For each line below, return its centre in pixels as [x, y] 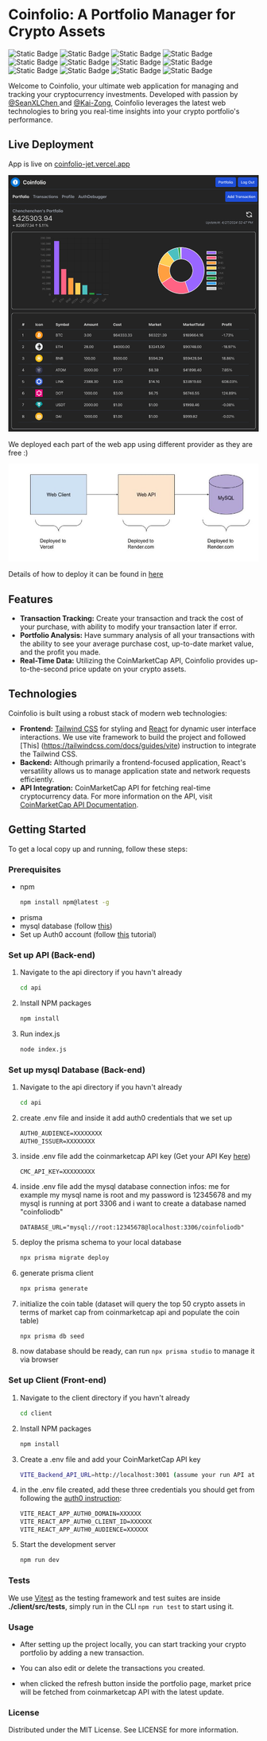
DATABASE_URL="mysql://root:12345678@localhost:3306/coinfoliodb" [132, 1227]
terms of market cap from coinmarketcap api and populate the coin [130, 1312]
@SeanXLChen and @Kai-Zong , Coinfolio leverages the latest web [117, 103]
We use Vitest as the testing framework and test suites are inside [114, 1598]
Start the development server [68, 1545]
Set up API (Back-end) [52, 954]
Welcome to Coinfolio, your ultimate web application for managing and [124, 86]
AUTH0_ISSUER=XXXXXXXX [57, 1141]
